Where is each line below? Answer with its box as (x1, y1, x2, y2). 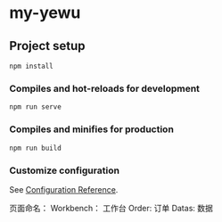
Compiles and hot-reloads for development (9, 82, 201, 95)
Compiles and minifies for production (9, 123, 174, 136)
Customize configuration (9, 164, 120, 177)
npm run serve (9, 103, 62, 111)
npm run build (9, 144, 62, 152)
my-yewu (9, 3, 81, 23)
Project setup (9, 38, 86, 53)
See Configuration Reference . (9, 184, 119, 194)
